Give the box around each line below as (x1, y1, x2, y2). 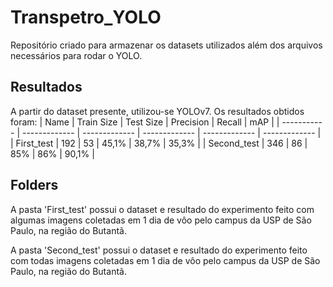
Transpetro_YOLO (10, 6, 162, 29)
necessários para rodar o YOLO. (10, 49, 143, 61)
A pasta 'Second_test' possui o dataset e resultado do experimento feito (10, 244, 308, 256)
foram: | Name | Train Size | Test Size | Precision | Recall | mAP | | (10, 116, 280, 128)
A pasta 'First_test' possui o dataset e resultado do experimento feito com (10, 203, 315, 215)
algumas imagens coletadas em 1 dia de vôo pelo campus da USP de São (10, 214, 312, 226)
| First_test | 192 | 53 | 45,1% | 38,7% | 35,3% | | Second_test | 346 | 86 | (10, 137, 308, 149)
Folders (10, 177, 59, 194)
